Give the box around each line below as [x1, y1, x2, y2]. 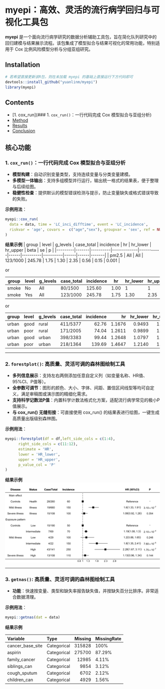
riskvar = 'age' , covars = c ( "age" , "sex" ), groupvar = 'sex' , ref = [9, 227, 155, 232]
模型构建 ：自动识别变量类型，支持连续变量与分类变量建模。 [12, 171, 133, 177]
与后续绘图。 [12, 184, 38, 189]
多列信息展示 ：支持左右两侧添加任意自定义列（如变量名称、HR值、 [12, 372, 148, 378]
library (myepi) [5, 84, 36, 90]
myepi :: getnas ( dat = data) [5, 615, 60, 620]
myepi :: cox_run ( [5, 216, 38, 221]
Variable [7, 636, 25, 641]
